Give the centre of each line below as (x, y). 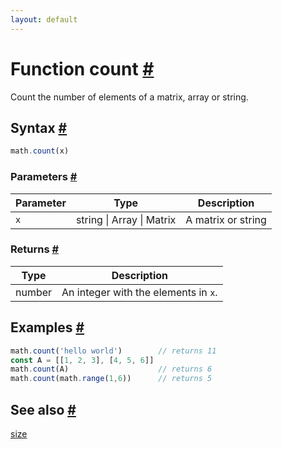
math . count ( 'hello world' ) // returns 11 (113, 351)
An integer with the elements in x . (139, 292)
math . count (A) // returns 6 (111, 369)
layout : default (44, 19)
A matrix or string (226, 219)
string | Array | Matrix (126, 219)
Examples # (47, 327)
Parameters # (44, 177)
